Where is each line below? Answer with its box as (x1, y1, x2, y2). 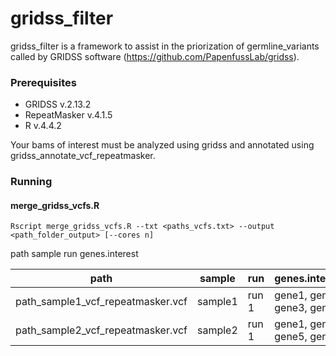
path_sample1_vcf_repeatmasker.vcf (15, 295, 188, 309)
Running (10, 175, 53, 189)
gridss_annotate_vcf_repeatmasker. (10, 150, 156, 162)
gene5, (274, 330, 308, 344)
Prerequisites (10, 75, 77, 89)
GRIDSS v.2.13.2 (24, 98, 92, 111)
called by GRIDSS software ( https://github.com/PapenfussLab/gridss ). (10, 50, 300, 62)
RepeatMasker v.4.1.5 (24, 109, 113, 121)
